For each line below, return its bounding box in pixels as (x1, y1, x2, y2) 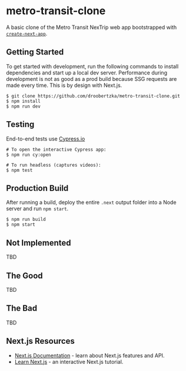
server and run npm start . (6, 205, 69, 212)
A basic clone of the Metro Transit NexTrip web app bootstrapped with (6, 24, 177, 31)
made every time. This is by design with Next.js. (6, 82, 122, 89)
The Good (6, 271, 43, 281)
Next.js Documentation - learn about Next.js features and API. (14, 352, 165, 359)
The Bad (6, 303, 37, 314)
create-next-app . (6, 30, 48, 37)
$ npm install (6, 98, 41, 104)
